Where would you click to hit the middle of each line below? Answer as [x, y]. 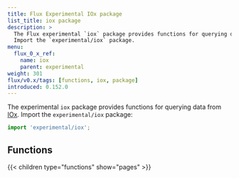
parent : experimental [52, 67]
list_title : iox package [44, 21]
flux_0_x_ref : [34, 54]
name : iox [35, 61]
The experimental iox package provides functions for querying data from [115, 107]
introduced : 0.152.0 [38, 87]
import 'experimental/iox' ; [49, 128]
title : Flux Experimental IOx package [65, 14]
